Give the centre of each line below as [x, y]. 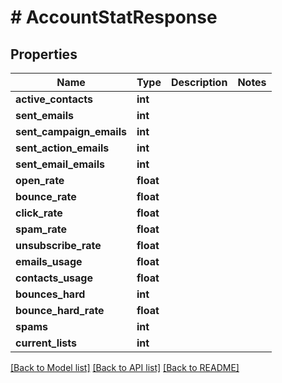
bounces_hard [50, 294]
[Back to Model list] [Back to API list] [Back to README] [125, 367]
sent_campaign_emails [71, 131]
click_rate [39, 213]
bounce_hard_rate [60, 310]
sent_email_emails [60, 164]
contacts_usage [54, 278]
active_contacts [54, 99]
